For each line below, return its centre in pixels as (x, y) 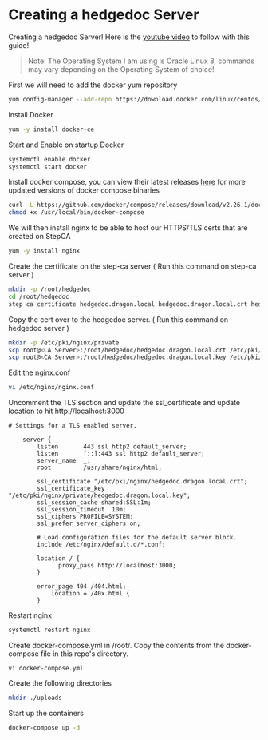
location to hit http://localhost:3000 (67, 411)
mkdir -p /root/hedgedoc (49, 289)
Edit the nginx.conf (39, 372)
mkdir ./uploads (35, 698)
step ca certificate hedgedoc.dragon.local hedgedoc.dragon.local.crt (128, 304)
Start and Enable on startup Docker (66, 145)
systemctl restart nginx (49, 630)
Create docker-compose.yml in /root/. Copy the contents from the (116, 646)
